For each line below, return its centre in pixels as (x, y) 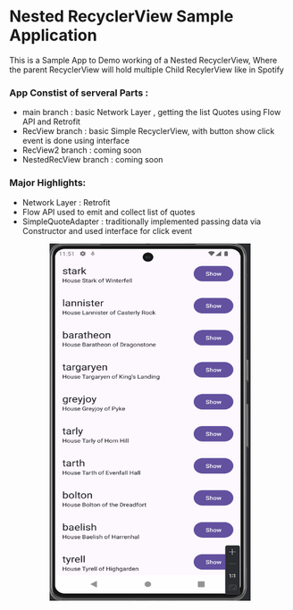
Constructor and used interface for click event (107, 230)
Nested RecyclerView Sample (121, 17)
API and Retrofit (51, 121)
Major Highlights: (48, 183)
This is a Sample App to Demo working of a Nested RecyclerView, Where (143, 60)
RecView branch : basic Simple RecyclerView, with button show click (148, 131)
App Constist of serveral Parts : (79, 93)
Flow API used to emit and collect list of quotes (109, 212)
